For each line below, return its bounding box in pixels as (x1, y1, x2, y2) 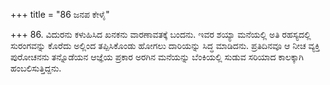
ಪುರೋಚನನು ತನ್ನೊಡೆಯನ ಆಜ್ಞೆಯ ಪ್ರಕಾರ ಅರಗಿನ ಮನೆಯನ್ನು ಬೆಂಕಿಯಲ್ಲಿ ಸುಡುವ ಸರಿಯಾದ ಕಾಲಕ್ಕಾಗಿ (10, 51, 305, 63)
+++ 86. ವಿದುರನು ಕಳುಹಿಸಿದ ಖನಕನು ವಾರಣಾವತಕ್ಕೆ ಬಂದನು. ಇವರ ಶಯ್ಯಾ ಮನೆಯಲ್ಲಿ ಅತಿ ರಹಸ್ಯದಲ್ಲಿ (10, 29, 312, 40)
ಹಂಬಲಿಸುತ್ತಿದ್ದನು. (10, 62, 62, 74)
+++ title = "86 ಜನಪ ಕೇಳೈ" (10, 9, 110, 20)
